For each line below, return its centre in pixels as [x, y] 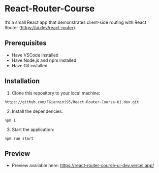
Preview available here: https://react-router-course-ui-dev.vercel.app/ [83, 166]
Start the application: [33, 130]
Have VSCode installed [35, 55]
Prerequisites [26, 43]
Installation [22, 81]
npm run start [19, 138]
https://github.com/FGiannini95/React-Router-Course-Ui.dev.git [72, 102]
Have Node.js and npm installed [44, 60]
